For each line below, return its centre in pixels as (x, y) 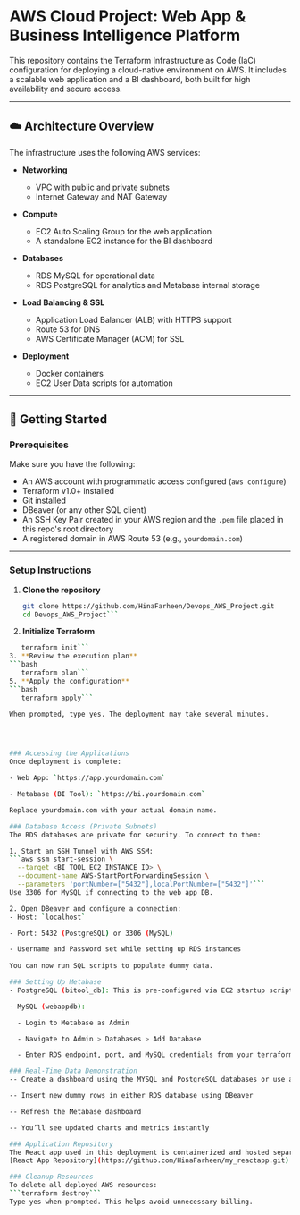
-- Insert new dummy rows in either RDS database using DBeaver (131, 1096)
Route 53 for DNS (68, 329)
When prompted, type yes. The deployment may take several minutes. (139, 714)
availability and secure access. (66, 89)
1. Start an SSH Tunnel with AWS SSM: (81, 851)
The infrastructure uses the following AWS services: (105, 152)
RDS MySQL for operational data (96, 276)
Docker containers (70, 373)
